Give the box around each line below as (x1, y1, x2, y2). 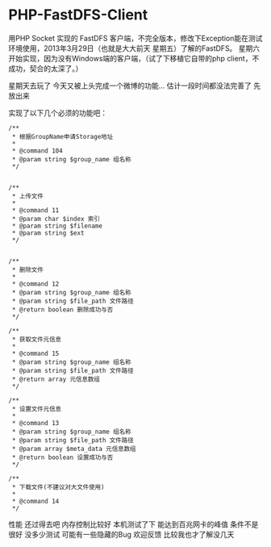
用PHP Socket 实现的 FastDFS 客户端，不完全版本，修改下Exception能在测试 (8, 33, 263, 43)
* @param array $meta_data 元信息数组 (11, 445, 136, 453)
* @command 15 (11, 349, 60, 357)
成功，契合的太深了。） (8, 63, 83, 73)
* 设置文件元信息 (11, 405, 62, 413)
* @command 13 (11, 419, 60, 427)
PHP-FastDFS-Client (8, 6, 148, 24)
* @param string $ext (11, 228, 85, 237)
